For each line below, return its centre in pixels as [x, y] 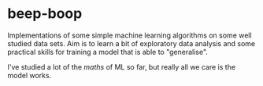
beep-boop [45, 14]
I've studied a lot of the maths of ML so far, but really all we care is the [122, 66]
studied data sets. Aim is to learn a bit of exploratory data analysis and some [131, 43]
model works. [30, 75]
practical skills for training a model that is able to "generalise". [107, 52]
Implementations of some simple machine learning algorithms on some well [130, 35]
